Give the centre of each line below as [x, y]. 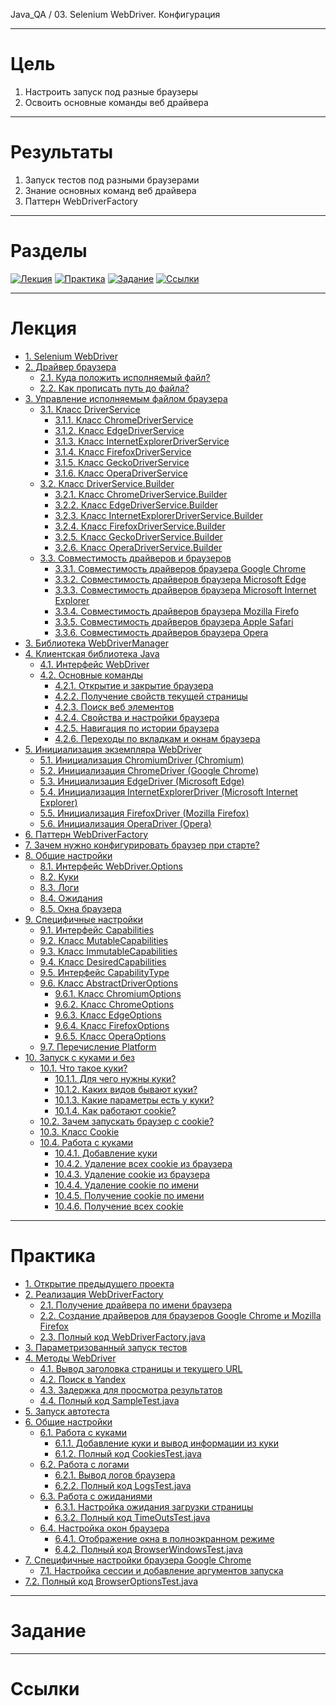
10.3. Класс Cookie [79, 1131]
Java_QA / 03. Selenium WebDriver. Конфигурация [115, 14]
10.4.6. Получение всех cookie [119, 1206]
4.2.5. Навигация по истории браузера [137, 728]
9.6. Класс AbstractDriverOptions [109, 983]
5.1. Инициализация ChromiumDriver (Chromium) [142, 760]
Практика [53, 1255]
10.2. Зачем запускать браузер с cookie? [127, 1121]
